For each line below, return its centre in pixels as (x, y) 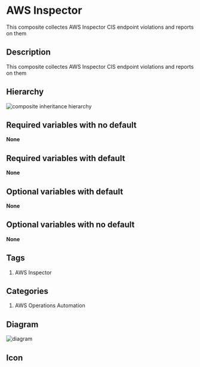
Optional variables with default (65, 191)
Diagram (22, 324)
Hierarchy (25, 92)
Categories (27, 291)
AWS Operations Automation (50, 305)
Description (28, 52)
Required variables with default (66, 158)
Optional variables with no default (70, 225)
